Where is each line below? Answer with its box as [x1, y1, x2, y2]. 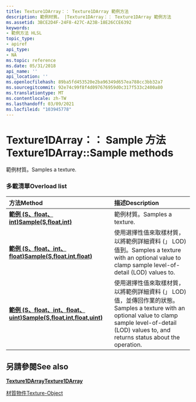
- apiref [6, 41, 27, 47]
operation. [114, 340, 142, 348]
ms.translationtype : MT [6, 90, 64, 96]
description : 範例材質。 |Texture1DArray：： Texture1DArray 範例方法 [6, 14, 171, 20]
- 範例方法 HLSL [6, 30, 42, 36]
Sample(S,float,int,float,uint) [22, 313, 103, 321]
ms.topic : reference [6, 57, 57, 63]
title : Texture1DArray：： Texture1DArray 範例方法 [6, 8, 129, 15]
